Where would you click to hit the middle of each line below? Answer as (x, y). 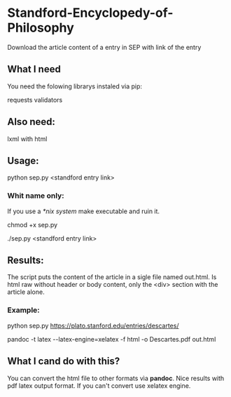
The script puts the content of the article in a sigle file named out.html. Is (112, 277)
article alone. (26, 292)
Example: (23, 310)
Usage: (23, 160)
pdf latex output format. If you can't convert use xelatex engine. (99, 385)
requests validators (35, 100)
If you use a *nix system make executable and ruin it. (83, 211)
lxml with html (27, 139)
